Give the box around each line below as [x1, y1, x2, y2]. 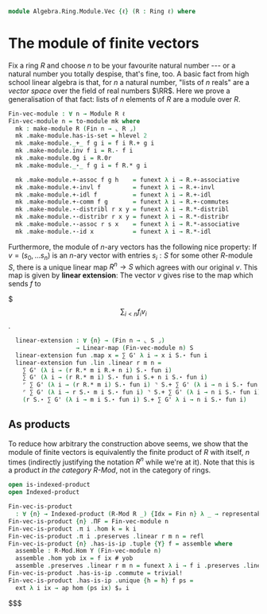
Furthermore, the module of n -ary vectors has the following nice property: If [8, 242, 257, 251]
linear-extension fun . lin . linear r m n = [15, 359, 161, 367]
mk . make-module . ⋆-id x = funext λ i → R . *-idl [15, 227, 212, 235]
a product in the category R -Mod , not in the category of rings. [8, 465, 211, 475]
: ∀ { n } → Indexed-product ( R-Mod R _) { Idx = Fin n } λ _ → [15, 510, 219, 519]
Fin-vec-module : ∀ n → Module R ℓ [8, 110, 126, 118]
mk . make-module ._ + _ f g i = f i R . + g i [15, 139, 155, 147]
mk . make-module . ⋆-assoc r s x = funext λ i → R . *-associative [15, 220, 240, 228]
